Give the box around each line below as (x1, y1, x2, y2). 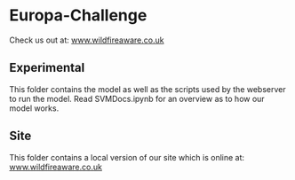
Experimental (9, 60, 85, 75)
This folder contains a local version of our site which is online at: (9, 152, 245, 162)
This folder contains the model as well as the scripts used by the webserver (9, 83, 286, 94)
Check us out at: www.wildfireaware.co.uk (9, 35, 164, 45)
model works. (9, 103, 60, 113)
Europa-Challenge (9, 5, 147, 26)
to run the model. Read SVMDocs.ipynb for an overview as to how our (9, 93, 265, 104)
